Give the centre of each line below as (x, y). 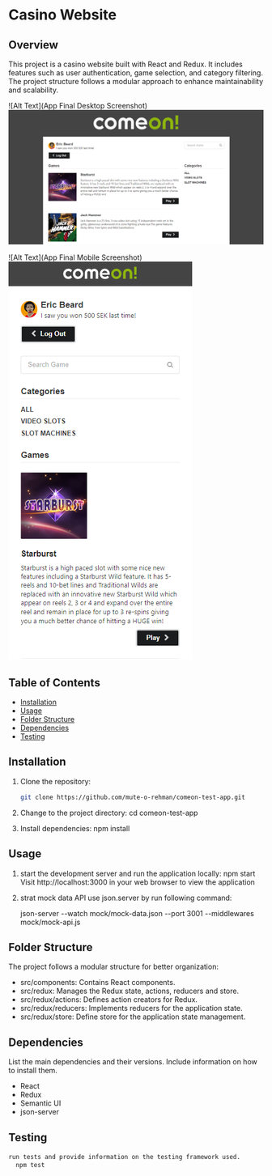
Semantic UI (40, 1103)
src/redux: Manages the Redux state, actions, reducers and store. (130, 991)
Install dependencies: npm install (75, 828)
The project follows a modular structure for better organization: (113, 967)
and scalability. (34, 90)
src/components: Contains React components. (98, 983)
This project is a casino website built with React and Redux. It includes (125, 64)
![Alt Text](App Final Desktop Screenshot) (78, 106)
